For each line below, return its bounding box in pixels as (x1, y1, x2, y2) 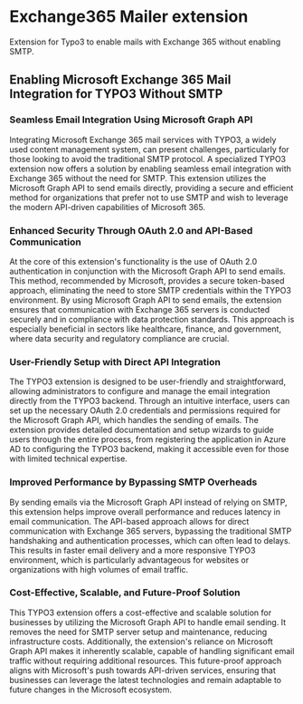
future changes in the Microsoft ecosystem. (9, 684, 173, 695)
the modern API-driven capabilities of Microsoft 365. (9, 201, 206, 212)
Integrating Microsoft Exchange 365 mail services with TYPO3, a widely (9, 134, 277, 145)
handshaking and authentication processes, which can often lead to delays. (9, 535, 291, 545)
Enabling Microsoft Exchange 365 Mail (9, 72, 232, 88)
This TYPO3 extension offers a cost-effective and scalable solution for (9, 607, 272, 618)
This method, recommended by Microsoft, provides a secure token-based (9, 275, 285, 286)
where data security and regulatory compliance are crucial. (9, 333, 230, 343)
